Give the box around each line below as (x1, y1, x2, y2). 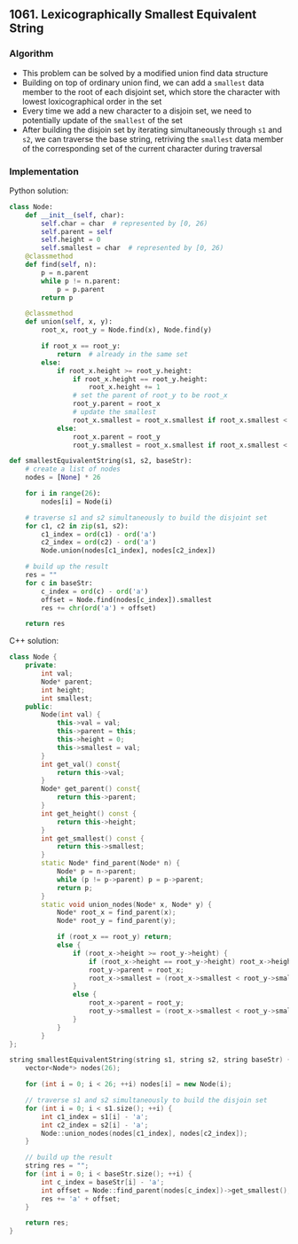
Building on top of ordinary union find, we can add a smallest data (21, 77, 264, 88)
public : (25, 702, 53, 711)
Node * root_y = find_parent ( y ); (56, 917, 176, 926)
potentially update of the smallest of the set (21, 114, 184, 125)
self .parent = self (41, 227, 114, 236)
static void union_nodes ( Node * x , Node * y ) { (41, 900, 213, 909)
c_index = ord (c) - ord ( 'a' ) (41, 587, 149, 596)
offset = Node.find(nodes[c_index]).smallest (41, 595, 213, 604)
